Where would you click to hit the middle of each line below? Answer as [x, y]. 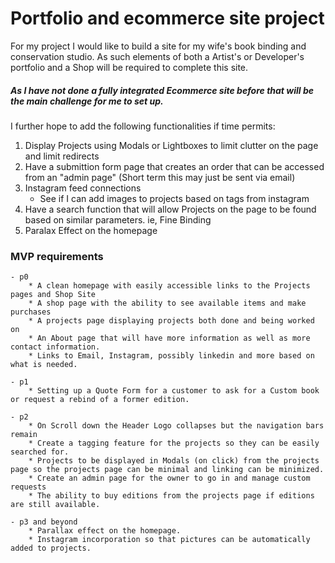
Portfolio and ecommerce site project [167, 18]
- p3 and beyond [44, 522]
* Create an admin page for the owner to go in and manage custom [169, 478]
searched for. [40, 452]
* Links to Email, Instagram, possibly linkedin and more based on [171, 356]
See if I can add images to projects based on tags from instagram [174, 198]
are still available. [55, 505]
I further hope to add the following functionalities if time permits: [143, 126]
